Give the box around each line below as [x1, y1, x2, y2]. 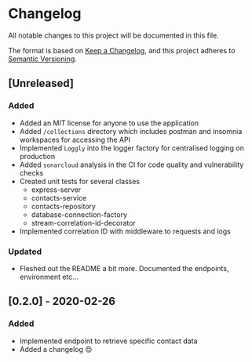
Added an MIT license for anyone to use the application [19, 118, 199, 128]
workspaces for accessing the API [19, 135, 131, 144]
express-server [31, 185, 82, 194]
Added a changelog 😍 [19, 344, 93, 353]
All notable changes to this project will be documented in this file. [8, 31, 220, 40]
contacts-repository [31, 201, 97, 211]
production [19, 151, 56, 161]
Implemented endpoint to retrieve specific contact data [19, 336, 198, 346]
